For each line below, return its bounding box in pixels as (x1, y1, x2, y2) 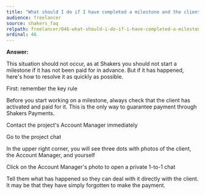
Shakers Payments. (6, 110, 55, 117)
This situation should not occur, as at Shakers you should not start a (6, 60, 177, 68)
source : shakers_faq (6, 20, 59, 26)
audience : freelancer (6, 15, 62, 21)
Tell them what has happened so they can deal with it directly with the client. (6, 175, 199, 183)
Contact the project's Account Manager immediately (6, 121, 138, 129)
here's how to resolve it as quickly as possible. (6, 73, 124, 80)
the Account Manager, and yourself (6, 152, 96, 159)
